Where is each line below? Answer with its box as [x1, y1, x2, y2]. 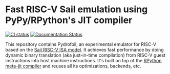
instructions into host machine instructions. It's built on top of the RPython [5, 57, 162, 63]
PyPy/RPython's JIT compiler [5, 14, 133, 26]
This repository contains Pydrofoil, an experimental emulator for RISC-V [5, 41, 157, 47]
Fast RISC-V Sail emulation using [5, 4, 148, 15]
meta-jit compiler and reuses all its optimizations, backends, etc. [5, 63, 141, 69]
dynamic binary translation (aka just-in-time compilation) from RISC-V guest [5, 52, 166, 58]
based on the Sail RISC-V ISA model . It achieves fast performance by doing [5, 46, 164, 53]
